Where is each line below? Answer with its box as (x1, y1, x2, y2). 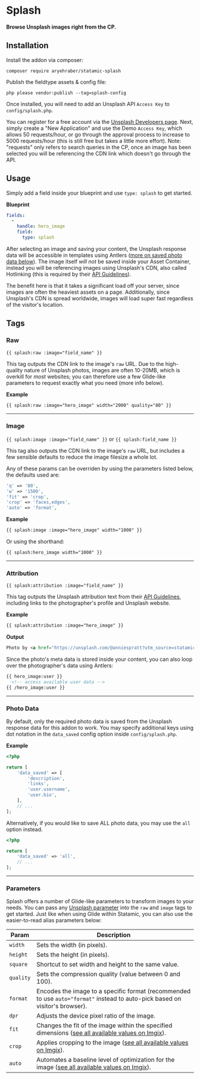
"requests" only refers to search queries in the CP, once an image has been (6, 144, 192, 151)
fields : (6, 212, 26, 218)
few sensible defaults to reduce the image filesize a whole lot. (6, 453, 158, 461)
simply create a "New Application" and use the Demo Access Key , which (6, 125, 183, 132)
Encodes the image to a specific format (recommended (36, 987, 191, 996)
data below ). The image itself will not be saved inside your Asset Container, (6, 257, 191, 265)
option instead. (6, 826, 43, 833)
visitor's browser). (36, 1002, 87, 1010)
